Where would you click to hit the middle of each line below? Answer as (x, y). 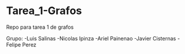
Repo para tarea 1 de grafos (40, 27)
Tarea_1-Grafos (44, 11)
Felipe (14, 45)
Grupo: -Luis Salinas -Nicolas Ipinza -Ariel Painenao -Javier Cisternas (91, 38)
